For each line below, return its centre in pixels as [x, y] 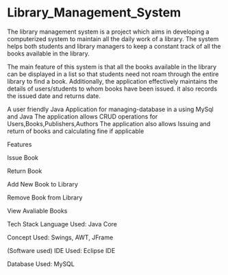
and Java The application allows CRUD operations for [83, 116]
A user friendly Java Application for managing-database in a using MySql [110, 109]
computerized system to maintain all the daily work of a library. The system [113, 38]
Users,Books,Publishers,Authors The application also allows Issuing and [109, 123]
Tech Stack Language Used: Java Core [62, 224]
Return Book [25, 171]
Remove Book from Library [45, 198]
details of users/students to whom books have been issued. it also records [112, 88]
